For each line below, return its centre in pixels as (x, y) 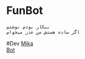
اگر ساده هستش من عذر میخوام (43, 32)
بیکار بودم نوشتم (28, 27)
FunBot (25, 11)
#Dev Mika (20, 43)
